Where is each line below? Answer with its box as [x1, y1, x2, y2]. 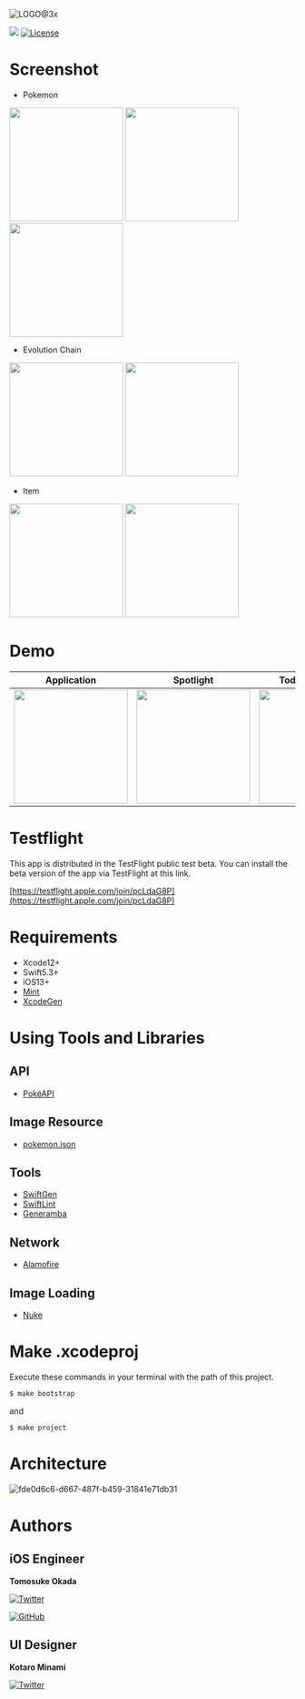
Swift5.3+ [22, 966, 59, 978]
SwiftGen [22, 1189, 57, 1200]
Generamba [22, 1208, 67, 1219]
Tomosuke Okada [9, 1575, 77, 1586]
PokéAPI [22, 1088, 54, 1099]
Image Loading [9, 1285, 95, 1301]
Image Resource [9, 1114, 103, 1130]
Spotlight [172, 674, 214, 687]
